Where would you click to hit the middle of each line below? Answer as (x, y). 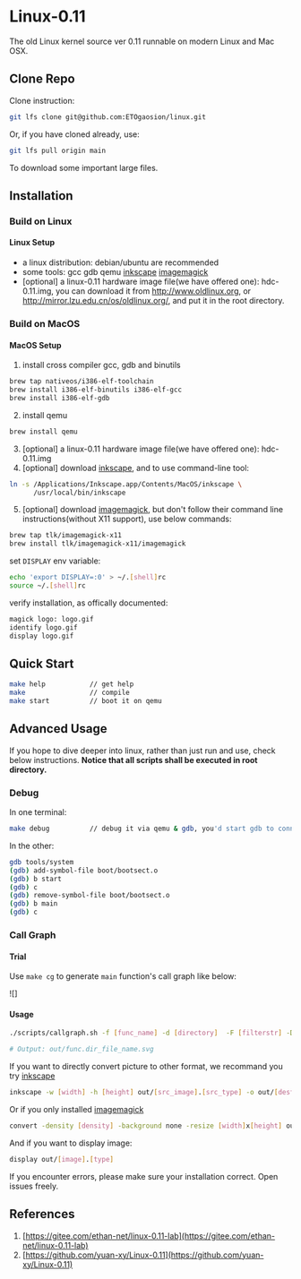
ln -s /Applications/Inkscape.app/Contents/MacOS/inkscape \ (126, 484)
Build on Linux (41, 221)
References (42, 1214)
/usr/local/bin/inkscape (79, 493)
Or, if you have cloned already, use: (75, 134)
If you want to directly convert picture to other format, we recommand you (146, 1067)
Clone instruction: (42, 100)
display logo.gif (42, 636)
